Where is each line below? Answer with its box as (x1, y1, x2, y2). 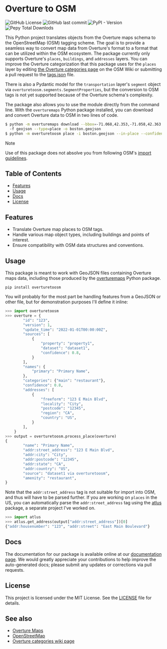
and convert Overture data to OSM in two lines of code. (5, 112, 118, 118)
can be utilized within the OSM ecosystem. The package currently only (5, 50, 150, 56)
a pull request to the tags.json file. (5, 71, 75, 77)
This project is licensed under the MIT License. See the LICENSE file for (5, 595, 152, 601)
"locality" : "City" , (40, 401, 83, 407)
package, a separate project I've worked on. (5, 505, 95, 511)
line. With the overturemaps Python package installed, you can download (5, 107, 153, 113)
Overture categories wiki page (12, 638, 75, 644)
